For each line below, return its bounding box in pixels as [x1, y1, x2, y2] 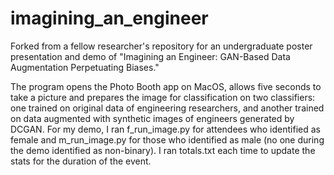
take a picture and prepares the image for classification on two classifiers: [10, 91, 316, 103]
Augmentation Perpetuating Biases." [10, 61, 160, 73]
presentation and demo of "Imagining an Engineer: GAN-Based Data [10, 50, 291, 62]
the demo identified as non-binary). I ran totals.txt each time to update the [10, 144, 316, 156]
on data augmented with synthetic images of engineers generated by [10, 112, 295, 124]
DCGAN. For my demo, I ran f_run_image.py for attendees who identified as [10, 123, 321, 135]
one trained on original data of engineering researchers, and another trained [10, 102, 325, 114]
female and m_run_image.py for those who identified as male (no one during [10, 133, 325, 146]
